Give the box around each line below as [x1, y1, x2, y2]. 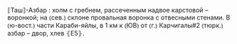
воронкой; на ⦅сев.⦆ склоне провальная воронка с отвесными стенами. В [7, 13, 231, 22]
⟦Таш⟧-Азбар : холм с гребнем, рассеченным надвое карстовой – [7, 6, 209, 14]
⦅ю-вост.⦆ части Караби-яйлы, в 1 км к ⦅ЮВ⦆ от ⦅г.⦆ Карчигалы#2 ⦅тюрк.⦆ [7, 21, 223, 29]
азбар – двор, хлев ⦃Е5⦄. [7, 29, 85, 37]
